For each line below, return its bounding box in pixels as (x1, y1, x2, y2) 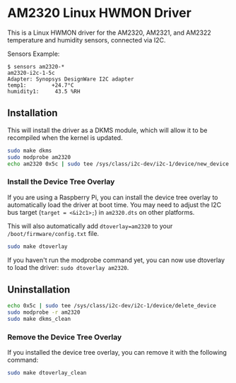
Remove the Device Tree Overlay (7, 332, 122, 342)
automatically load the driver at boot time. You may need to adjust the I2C (7, 200, 222, 209)
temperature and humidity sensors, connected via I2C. (7, 35, 166, 44)
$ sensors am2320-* (7, 63, 65, 70)
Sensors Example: (7, 49, 60, 58)
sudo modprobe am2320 (7, 153, 71, 160)
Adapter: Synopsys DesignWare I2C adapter (7, 76, 134, 83)
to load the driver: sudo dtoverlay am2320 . (7, 263, 129, 271)
